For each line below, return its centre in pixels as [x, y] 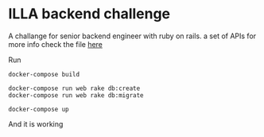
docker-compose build [44, 74]
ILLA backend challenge [89, 14]
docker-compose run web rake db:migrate [76, 95]
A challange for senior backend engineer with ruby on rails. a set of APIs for [132, 36]
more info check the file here [56, 44]
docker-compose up [39, 109]
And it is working [36, 123]
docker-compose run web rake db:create [74, 88]
